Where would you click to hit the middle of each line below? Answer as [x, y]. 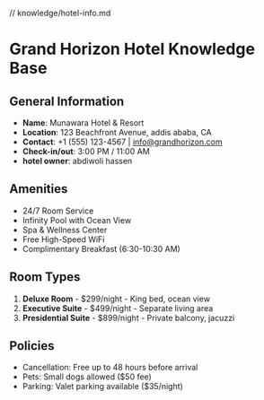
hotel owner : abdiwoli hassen [77, 161]
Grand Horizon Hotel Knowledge [132, 49]
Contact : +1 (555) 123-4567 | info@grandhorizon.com [122, 142]
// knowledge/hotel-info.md [60, 13]
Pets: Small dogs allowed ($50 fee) [87, 377]
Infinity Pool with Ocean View [77, 220]
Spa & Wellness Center [65, 230]
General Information [67, 101]
